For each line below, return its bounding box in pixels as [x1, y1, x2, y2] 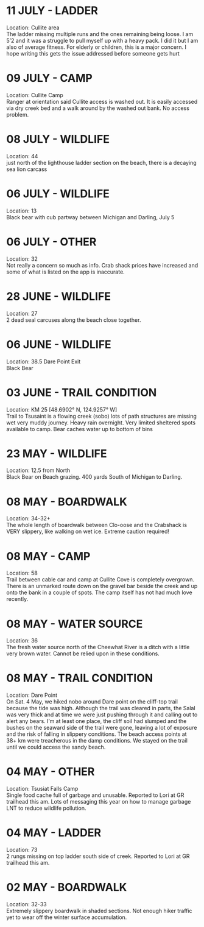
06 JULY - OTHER [6, 234, 97, 249]
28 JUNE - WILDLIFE [6, 289, 111, 303]
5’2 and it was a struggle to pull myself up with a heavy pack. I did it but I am [6, 37, 199, 44]
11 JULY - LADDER [6, 4, 99, 18]
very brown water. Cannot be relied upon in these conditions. [6, 650, 160, 657]
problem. [6, 111, 29, 118]
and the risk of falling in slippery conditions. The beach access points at [6, 730, 187, 738]
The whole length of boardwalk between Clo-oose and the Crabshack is [6, 522, 188, 529]
